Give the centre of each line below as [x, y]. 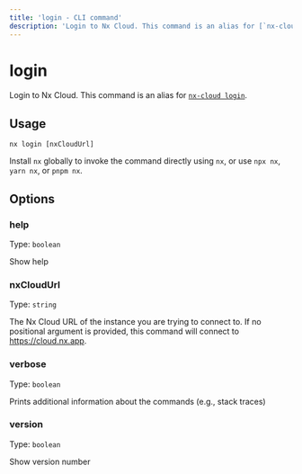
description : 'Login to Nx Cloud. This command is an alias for [132, 26]
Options [32, 199]
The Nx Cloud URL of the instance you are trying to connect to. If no [136, 322]
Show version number [50, 461]
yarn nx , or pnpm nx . [46, 171]
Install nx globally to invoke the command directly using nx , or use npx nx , [145, 161]
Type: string [33, 304]
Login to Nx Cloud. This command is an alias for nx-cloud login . [129, 95]
